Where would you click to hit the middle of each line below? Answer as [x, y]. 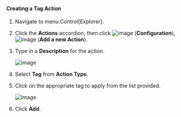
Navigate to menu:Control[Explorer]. [59, 21]
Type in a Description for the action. [59, 51]
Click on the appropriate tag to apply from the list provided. [88, 86]
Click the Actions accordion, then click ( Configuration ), [95, 33]
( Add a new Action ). [63, 39]
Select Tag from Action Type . [51, 74]
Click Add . [28, 109]
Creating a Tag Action [34, 8]
